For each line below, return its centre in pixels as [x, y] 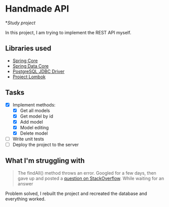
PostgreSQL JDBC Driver [38, 71]
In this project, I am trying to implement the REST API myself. [68, 32]
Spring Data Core [31, 66]
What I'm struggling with [45, 161]
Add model [32, 122]
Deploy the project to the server [46, 145]
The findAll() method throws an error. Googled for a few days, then [87, 173]
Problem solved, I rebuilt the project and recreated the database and [76, 193]
